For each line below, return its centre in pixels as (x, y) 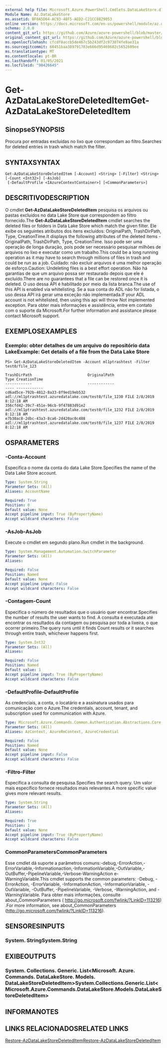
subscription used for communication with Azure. (56, 713)
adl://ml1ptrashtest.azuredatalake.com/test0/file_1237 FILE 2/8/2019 (80, 423)
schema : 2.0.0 (20, 28)
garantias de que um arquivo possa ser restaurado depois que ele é (75, 273)
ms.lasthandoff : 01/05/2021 (34, 61)
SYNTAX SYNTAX (33, 162)
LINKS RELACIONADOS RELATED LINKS (67, 1029)
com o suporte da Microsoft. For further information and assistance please (81, 310)
